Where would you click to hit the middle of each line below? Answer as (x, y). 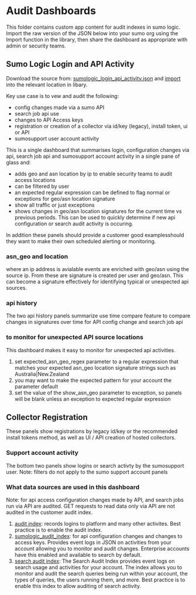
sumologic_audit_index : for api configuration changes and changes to (98, 536)
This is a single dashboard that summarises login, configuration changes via (98, 150)
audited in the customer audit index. (49, 512)
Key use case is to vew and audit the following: (63, 96)
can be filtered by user (42, 186)
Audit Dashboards (51, 11)
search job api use (37, 113)
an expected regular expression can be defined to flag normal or (92, 192)
